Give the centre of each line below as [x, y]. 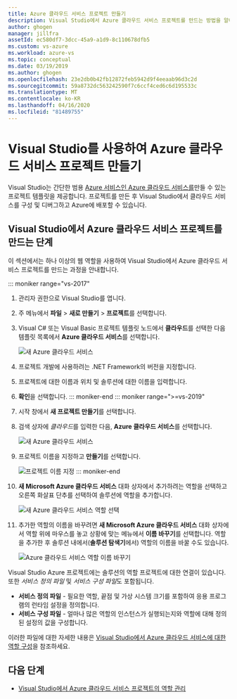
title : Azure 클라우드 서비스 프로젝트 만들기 [67, 14]
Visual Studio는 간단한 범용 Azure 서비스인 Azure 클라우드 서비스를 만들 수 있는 [117, 187]
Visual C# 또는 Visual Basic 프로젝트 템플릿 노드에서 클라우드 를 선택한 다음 [122, 328]
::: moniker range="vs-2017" [49, 283]
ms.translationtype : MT [43, 92]
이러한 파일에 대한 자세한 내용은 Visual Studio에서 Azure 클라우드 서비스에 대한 [117, 637]
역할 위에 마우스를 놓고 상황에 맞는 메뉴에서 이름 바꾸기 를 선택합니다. [119, 533]
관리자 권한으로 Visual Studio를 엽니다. [72, 298]
